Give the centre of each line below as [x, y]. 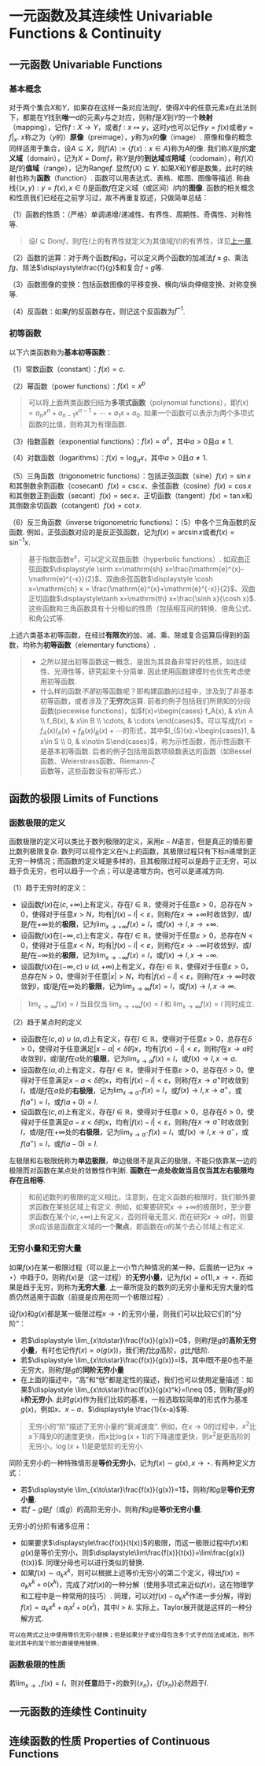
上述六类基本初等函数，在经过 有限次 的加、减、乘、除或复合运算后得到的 [126, 634]
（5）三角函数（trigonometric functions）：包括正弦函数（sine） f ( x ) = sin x [130, 476]
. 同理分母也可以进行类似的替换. [93, 1563]
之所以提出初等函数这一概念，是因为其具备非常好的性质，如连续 [143, 661]
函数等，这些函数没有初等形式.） [93, 771]
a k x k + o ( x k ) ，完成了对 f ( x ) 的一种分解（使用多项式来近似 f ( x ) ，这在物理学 [137, 1584]
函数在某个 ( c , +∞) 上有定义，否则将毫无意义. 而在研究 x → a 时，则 [141, 1216]
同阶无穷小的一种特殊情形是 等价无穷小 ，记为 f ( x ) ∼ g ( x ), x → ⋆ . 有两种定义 [129, 1463]
